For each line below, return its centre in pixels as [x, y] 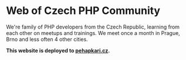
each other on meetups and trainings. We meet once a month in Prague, [93, 33]
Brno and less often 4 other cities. [47, 39]
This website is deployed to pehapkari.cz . [58, 50]
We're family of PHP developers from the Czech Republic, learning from [93, 27]
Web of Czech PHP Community [83, 11]
